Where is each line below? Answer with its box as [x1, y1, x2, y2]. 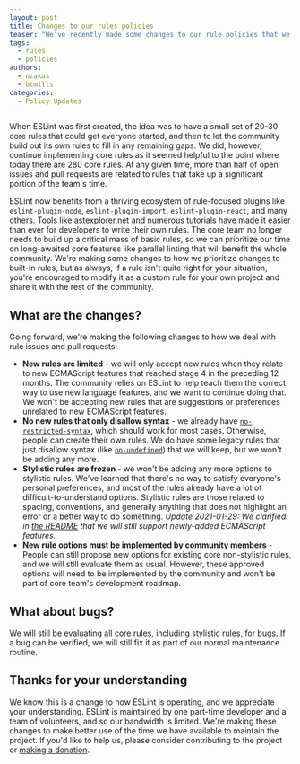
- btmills [17, 80, 54, 89]
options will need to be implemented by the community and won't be [21, 568, 276, 579]
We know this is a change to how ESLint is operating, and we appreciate [9, 697, 275, 707]
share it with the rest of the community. [9, 282, 154, 293]
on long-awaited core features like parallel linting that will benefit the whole [9, 243, 287, 254]
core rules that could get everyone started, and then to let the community [9, 131, 280, 142]
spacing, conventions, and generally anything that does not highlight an [21, 502, 287, 513]
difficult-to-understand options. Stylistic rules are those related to [21, 492, 265, 503]
